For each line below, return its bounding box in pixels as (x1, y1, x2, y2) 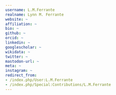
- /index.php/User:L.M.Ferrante (5, 77, 73, 82)
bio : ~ (5, 26, 19, 31)
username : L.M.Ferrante (5, 7, 55, 13)
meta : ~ (5, 63, 22, 68)
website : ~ (5, 17, 28, 22)
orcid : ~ (5, 36, 24, 41)
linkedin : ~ (5, 40, 30, 45)
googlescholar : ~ (5, 45, 42, 50)
